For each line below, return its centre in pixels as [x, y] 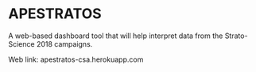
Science [21, 44]
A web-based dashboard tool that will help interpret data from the [116, 36]
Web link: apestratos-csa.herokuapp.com [76, 59]
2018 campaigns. [64, 44]
